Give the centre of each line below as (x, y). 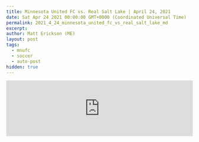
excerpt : (17, 28)
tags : (13, 45)
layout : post (22, 39)
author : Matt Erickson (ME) (41, 34)
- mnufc (21, 51)
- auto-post (26, 61)
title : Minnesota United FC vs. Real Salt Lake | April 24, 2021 (88, 12)
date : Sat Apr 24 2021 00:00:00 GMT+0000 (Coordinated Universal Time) (96, 17)
